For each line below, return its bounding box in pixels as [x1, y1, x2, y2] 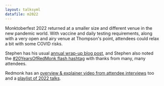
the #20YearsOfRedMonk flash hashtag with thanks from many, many [5, 55, 146, 61]
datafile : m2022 [5, 12, 38, 17]
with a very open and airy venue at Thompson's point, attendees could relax [5, 35, 160, 42]
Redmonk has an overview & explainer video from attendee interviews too [5, 70, 155, 76]
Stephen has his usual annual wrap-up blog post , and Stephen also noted [5, 50, 154, 56]
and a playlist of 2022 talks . [5, 75, 61, 81]
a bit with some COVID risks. [5, 41, 63, 46]
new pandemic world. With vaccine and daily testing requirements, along [5, 30, 153, 36]
